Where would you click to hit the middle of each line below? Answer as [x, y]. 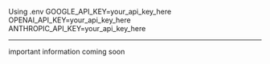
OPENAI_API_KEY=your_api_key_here [70, 20]
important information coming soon [67, 52]
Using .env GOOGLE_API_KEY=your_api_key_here [90, 12]
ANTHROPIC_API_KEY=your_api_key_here [77, 28]
